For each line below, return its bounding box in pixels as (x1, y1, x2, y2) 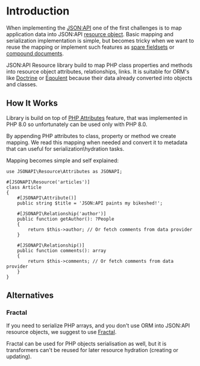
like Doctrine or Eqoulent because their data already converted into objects (6, 74, 193, 81)
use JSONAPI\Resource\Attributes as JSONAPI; (6, 168, 122, 174)
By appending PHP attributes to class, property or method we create (6, 132, 177, 139)
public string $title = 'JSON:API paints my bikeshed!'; (17, 200, 163, 206)
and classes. (6, 80, 38, 88)
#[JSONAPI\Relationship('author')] (17, 210, 107, 216)
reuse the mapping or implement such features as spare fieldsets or (6, 43, 175, 51)
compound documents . (6, 49, 64, 57)
